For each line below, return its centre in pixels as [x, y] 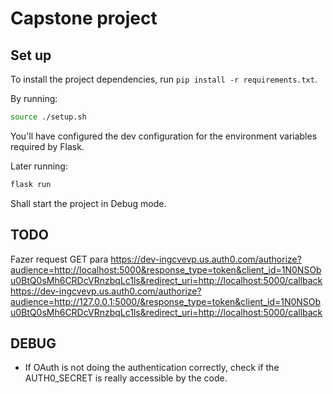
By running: [34, 98]
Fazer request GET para [59, 259]
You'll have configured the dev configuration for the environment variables [164, 136]
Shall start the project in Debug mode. [88, 203]
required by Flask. [47, 146]
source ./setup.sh [48, 117]
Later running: [39, 166]
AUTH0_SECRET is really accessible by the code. [126, 378]
